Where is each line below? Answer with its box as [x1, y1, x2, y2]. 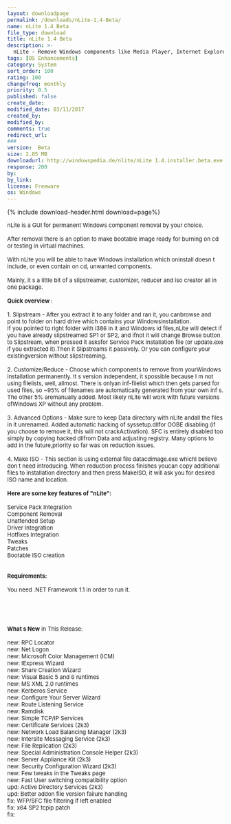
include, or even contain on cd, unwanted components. [7, 263, 153, 270]
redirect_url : [7, 131, 48, 138]
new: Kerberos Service [7, 687, 67, 695]
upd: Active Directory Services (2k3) [7, 783, 103, 791]
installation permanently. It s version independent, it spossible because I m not [7, 373, 214, 380]
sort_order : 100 [7, 67, 54, 74]
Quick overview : [7, 297, 53, 305]
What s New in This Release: [7, 625, 83, 633]
